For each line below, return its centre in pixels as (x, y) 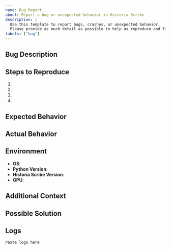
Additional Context (36, 196)
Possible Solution (34, 213)
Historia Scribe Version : (38, 174)
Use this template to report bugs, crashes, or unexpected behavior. (85, 24)
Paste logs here (22, 243)
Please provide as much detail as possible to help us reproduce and (85, 29)
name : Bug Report (24, 10)
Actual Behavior (31, 134)
